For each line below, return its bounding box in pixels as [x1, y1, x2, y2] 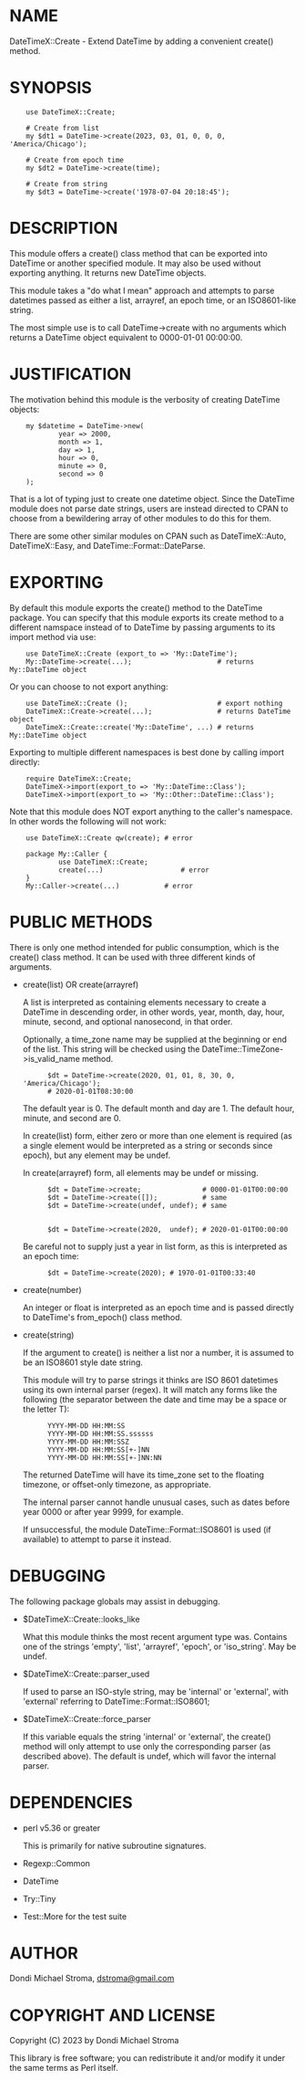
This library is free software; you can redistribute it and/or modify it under [9, 2053, 286, 2064]
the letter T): [22, 1403, 70, 1414]
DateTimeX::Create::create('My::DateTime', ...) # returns [25, 722, 255, 731]
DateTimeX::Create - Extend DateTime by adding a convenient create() [9, 36, 274, 47]
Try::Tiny [22, 1893, 56, 1904]
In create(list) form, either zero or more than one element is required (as [22, 1129, 293, 1141]
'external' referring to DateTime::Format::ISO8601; [22, 1696, 210, 1707]
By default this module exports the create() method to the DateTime [9, 602, 263, 613]
